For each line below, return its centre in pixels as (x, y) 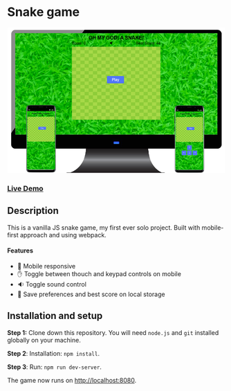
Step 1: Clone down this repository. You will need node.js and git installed (113, 332)
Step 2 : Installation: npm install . (54, 353)
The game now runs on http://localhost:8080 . (72, 380)
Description (33, 211)
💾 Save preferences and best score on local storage (91, 294)
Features (20, 251)
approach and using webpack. (63, 235)
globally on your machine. (44, 340)
